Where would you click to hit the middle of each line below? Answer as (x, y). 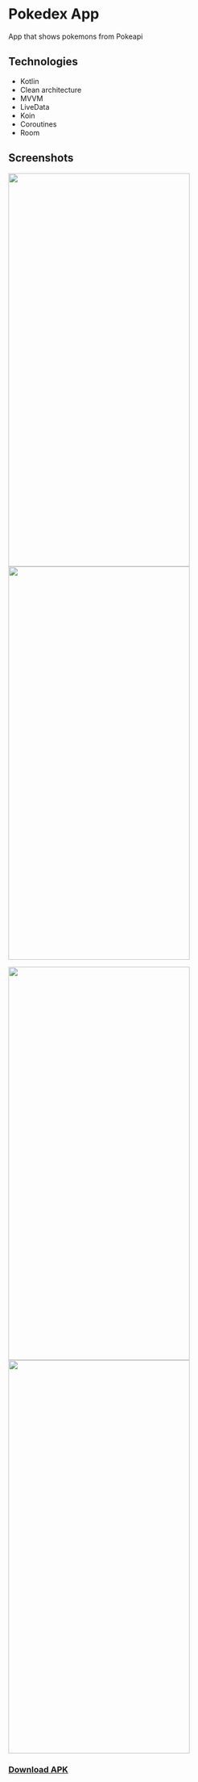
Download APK (38, 1770)
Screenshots (41, 158)
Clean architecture (51, 90)
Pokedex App (54, 14)
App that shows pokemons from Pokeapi (76, 36)
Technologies (43, 62)
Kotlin (29, 81)
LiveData (35, 106)
